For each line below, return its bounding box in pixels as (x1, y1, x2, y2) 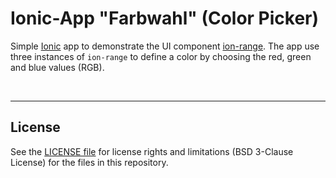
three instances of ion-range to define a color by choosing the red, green (10, 50, 312, 62)
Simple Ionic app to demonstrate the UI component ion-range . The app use (10, 40, 320, 52)
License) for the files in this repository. (10, 156, 169, 168)
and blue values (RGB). (10, 61, 105, 73)
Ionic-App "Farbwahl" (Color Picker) (10, 7, 320, 30)
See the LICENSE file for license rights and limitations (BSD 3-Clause (10, 145, 294, 157)
